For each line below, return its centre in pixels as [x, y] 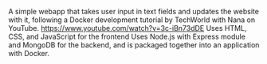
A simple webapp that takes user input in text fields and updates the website [133, 11]
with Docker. [29, 53]
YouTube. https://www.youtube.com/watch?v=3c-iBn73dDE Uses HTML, [128, 28]
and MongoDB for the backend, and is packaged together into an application [134, 45]
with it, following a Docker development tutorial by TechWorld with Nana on [132, 20]
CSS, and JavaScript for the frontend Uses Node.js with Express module [127, 36]
